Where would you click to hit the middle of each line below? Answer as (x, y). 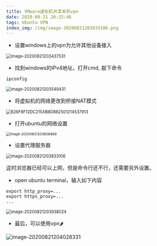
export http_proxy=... (34, 192)
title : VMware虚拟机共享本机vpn (42, 11)
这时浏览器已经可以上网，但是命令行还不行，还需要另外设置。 (80, 168)
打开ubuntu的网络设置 (41, 124)
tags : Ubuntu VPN (27, 22)
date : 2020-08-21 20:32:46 (39, 17)
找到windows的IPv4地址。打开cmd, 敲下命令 (68, 68)
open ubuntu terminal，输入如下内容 (58, 180)
